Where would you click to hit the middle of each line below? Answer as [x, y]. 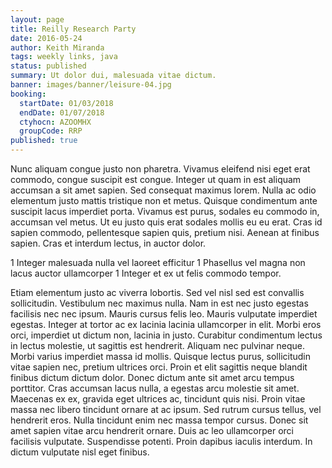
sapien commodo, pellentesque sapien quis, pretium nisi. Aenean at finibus [165, 232]
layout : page [37, 19]
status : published [48, 66]
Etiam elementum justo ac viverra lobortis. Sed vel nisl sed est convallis [157, 292]
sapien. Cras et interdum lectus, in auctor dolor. [108, 243]
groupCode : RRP [51, 131]
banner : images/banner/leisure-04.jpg [91, 85]
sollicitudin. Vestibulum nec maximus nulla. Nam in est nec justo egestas [159, 303]
